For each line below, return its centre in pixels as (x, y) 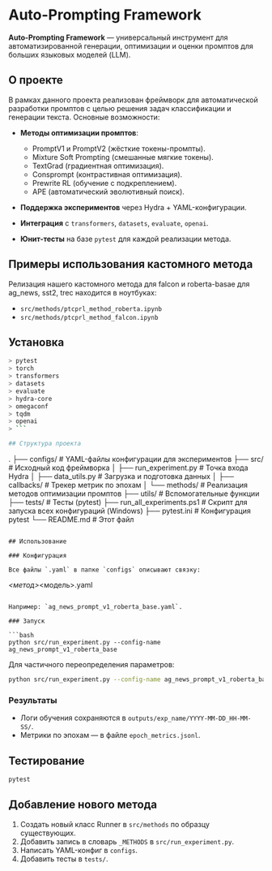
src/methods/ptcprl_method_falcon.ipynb (89, 317)
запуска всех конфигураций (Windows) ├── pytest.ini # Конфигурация (130, 511)
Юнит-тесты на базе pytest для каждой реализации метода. (125, 239)
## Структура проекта (45, 444)
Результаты (33, 700)
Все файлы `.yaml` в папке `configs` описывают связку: (104, 570)
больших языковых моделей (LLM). (70, 54)
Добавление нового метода (83, 805)
